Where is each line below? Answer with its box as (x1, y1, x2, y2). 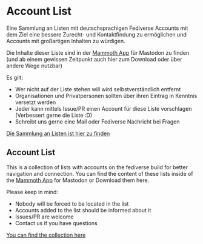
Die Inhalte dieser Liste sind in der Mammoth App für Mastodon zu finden (6, 49, 190, 56)
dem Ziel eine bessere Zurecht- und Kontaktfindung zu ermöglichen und (6, 30, 187, 38)
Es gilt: (6, 74, 23, 81)
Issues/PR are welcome (15, 213, 74, 220)
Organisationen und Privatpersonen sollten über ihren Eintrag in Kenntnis (15, 92, 198, 99)
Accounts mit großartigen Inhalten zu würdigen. (6, 37, 125, 44)
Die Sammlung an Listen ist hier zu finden (6, 130, 110, 137)
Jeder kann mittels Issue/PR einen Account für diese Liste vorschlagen (15, 105, 192, 112)
